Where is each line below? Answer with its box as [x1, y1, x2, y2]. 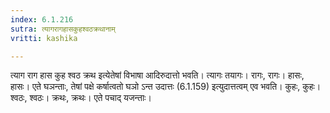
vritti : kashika [10, 33, 78, 43]
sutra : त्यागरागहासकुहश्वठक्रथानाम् [10, 24, 116, 34]
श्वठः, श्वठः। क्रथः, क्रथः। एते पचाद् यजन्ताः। [10, 92, 152, 104]
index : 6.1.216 [10, 14, 74, 25]
